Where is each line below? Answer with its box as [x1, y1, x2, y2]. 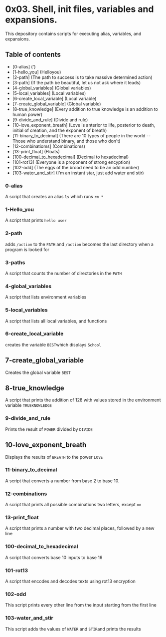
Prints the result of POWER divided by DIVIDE [5, 426, 93, 432]
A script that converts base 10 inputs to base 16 [5, 554, 103, 560]
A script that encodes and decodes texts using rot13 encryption [5, 578, 136, 585]
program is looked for [5, 246, 50, 253]
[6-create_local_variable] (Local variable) [12, 95, 97, 101]
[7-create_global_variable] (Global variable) [12, 101, 101, 107]
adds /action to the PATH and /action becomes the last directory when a [5, 241, 154, 247]
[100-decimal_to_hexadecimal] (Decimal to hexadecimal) [12, 154, 129, 160]
